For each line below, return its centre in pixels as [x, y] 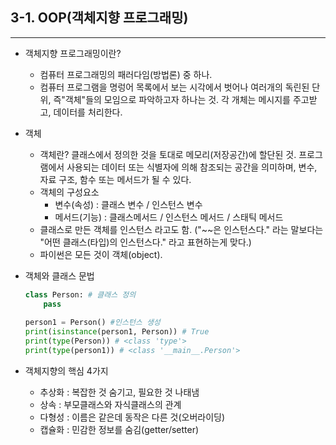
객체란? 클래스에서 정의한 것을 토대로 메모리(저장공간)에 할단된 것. [168, 154]
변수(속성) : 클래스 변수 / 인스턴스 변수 [128, 204]
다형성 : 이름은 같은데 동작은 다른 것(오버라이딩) [132, 417]
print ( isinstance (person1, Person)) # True [117, 332]
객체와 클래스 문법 [59, 275]
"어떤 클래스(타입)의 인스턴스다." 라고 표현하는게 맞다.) [145, 242]
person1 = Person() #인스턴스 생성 [92, 323]
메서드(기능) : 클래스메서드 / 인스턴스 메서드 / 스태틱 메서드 [169, 217]
